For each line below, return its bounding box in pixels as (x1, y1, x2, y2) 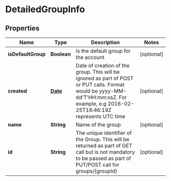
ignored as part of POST (75, 75, 134, 82)
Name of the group (75, 121, 121, 128)
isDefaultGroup (8, 51, 46, 57)
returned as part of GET (75, 142, 132, 149)
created (8, 87, 27, 95)
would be (75, 87, 98, 95)
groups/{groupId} (75, 168, 118, 174)
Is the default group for (75, 47, 131, 54)
